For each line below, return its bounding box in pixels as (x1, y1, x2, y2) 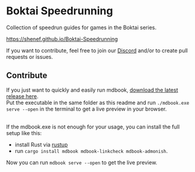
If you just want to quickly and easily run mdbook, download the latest (6, 86, 178, 93)
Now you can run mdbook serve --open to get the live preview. (6, 159, 157, 166)
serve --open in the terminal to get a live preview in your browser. (6, 105, 167, 112)
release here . (6, 92, 39, 99)
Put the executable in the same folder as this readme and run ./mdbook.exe (6, 99, 190, 106)
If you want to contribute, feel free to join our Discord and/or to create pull (6, 46, 188, 54)
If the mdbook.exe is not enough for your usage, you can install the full (6, 123, 180, 130)
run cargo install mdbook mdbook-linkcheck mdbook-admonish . (14, 147, 168, 154)
